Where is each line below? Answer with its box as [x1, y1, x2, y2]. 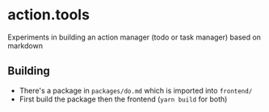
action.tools [7, 6, 90, 24]
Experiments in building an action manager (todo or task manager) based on [7, 32, 262, 42]
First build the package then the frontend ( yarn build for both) [19, 94, 228, 104]
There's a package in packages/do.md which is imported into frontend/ [19, 85, 253, 95]
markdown [7, 40, 44, 50]
